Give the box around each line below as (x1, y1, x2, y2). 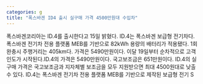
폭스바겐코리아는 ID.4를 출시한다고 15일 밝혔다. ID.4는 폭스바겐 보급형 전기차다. (6, 32, 195, 40)
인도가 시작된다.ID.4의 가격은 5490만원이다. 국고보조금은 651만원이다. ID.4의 (6, 55, 191, 63)
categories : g (6, 9, 43, 15)
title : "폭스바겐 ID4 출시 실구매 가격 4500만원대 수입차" (6, 15, 138, 21)
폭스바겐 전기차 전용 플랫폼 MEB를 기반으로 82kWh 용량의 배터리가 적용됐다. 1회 (6, 40, 197, 47)
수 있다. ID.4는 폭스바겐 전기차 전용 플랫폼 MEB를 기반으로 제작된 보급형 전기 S (6, 71, 194, 78)
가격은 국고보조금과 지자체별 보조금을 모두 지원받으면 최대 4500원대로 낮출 (17, 63, 196, 71)
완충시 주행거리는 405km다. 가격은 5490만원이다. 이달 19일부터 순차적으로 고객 (6, 47, 196, 55)
